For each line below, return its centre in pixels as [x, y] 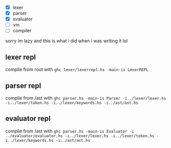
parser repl [23, 86]
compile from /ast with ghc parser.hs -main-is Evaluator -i [70, 131]
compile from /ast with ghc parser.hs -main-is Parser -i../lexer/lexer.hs [86, 98]
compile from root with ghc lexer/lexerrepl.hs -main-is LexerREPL [77, 69]
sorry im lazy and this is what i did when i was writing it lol [67, 41]
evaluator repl [28, 118]
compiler [22, 31]
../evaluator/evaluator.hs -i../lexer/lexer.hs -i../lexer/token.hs [80, 136]
